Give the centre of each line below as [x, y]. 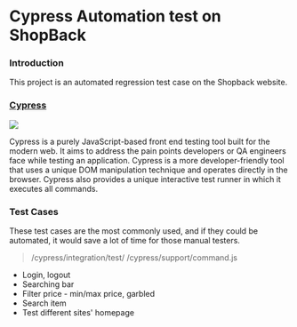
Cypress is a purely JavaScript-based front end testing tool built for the [140, 141]
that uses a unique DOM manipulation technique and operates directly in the [148, 170]
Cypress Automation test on [115, 16]
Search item [44, 303]
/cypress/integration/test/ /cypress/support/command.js [134, 258]
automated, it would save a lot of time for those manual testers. [124, 241]
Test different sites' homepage [78, 313]
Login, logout [46, 275]
